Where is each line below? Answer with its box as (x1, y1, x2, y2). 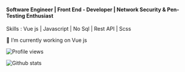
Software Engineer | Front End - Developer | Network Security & (6, 6, 166, 13)
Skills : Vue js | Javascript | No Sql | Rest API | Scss (6, 25, 132, 32)
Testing (6, 12, 25, 19)
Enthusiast (26, 12, 53, 19)
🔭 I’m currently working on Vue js (6, 37, 87, 44)
